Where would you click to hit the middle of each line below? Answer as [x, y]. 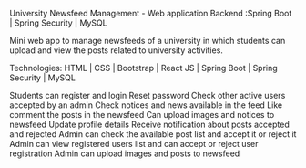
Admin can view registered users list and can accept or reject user [134, 144]
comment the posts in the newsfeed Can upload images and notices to [142, 115]
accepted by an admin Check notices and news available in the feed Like [146, 105]
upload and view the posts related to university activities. [116, 50]
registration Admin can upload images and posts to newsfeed [125, 153]
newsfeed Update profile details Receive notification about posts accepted [149, 124]
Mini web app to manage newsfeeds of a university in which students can [148, 41]
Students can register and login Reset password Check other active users [148, 95]
